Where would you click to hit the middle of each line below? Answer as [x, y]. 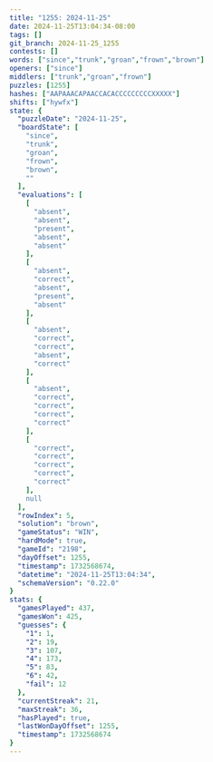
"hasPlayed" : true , [54, 718]
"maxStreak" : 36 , [50, 709]
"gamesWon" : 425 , [50, 617]
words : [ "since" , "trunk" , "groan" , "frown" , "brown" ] [107, 60]
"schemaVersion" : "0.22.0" [68, 583]
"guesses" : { [42, 625]
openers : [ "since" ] [46, 69]
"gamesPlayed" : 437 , [56, 609]
